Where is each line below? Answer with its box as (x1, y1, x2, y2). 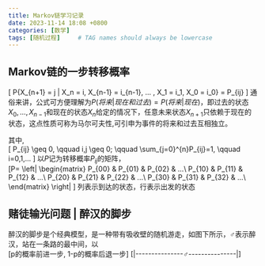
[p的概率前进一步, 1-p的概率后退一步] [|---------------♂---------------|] (8, 249, 241, 259)
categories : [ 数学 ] (8, 26, 70, 34)
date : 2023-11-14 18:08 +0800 (8, 19, 108, 27)
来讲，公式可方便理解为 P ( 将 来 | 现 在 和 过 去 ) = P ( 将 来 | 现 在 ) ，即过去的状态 (14, 97, 249, 107)
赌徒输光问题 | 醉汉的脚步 (8, 207, 132, 221)
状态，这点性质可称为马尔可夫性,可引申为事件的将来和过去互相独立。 (8, 118, 233, 127)
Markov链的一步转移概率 (8, 65, 131, 78)
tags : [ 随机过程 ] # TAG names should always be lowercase (8, 33, 213, 42)
